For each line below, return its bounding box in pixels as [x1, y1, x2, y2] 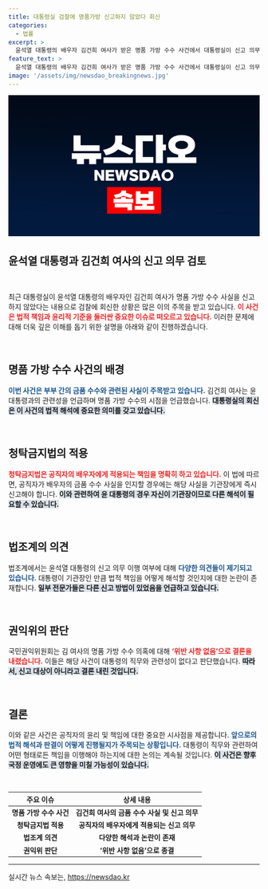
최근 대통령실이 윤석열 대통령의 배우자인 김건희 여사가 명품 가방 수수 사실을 [8, 292, 241, 302]
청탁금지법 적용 [17, 820, 65, 830]
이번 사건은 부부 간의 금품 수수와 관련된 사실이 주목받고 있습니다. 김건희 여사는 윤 [8, 385, 257, 395]
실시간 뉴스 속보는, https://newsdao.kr [8, 872, 130, 882]
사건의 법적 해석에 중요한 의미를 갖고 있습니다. [24, 405, 166, 415]
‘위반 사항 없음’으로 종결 [99, 845, 175, 855]
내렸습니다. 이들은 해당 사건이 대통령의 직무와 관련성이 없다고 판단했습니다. [8, 656, 241, 666]
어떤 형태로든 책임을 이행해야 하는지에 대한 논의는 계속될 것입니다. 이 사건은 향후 [8, 750, 257, 760]
